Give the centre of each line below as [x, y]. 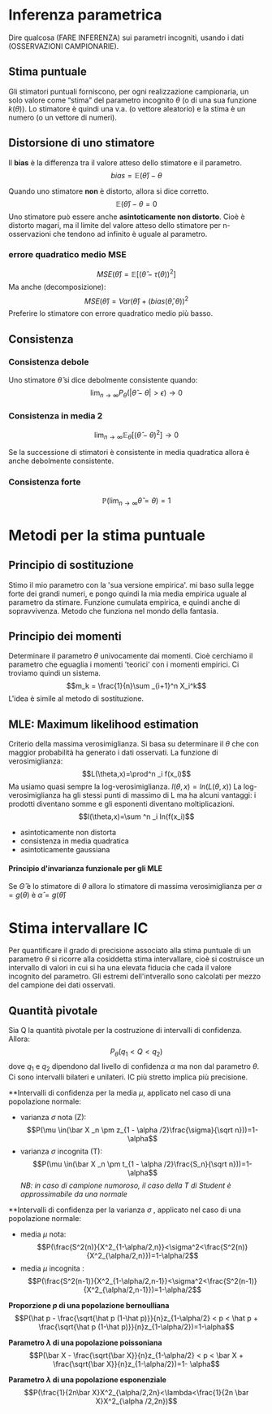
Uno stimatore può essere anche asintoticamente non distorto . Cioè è [127, 217]
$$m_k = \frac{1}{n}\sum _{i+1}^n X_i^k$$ [136, 686]
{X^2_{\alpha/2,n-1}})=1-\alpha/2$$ [142, 1289]
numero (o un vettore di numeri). [63, 117]
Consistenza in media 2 [56, 415]
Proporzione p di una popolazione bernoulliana [89, 1305]
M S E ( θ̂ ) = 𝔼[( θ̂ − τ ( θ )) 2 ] [136, 273]
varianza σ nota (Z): [53, 1117]
